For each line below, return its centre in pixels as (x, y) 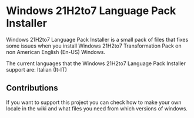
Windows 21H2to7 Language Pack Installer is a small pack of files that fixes (97, 39)
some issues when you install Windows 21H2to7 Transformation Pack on (94, 46)
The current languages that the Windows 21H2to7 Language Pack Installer (96, 63)
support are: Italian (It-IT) (37, 69)
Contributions (32, 88)
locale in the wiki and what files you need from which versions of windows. (97, 108)
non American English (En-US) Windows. (56, 52)
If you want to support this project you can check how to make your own (94, 102)
